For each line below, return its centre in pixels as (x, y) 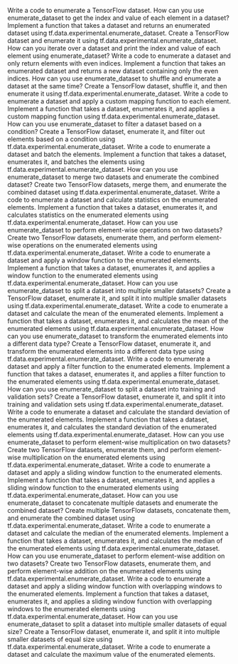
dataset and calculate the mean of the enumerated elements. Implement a (115, 313)
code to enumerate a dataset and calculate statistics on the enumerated (113, 200)
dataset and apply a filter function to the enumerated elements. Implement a (119, 366)
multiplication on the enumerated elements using (94, 457)
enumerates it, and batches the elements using (76, 162)
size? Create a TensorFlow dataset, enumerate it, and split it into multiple (114, 632)
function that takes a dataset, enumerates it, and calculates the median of (115, 541)
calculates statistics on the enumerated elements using (88, 215)
